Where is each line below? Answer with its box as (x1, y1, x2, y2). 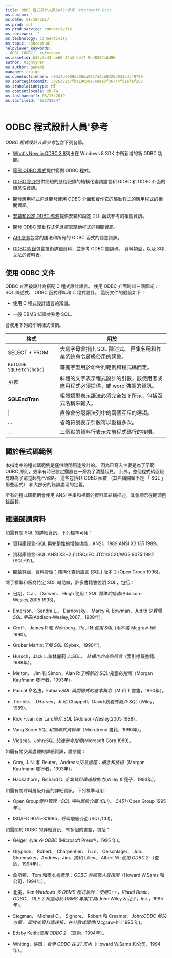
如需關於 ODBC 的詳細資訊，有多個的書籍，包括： (5, 826, 111, 832)
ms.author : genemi (5, 64, 45, 70)
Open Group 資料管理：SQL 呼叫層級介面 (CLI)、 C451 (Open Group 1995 (12, 798, 166, 804)
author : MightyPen (5, 60, 45, 65)
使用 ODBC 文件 (5, 268, 55, 277)
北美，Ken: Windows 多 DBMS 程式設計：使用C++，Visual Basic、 (12, 889, 153, 895)
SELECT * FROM (8, 349, 49, 356)
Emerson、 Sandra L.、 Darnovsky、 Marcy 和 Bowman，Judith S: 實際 (12, 607, 162, 614)
